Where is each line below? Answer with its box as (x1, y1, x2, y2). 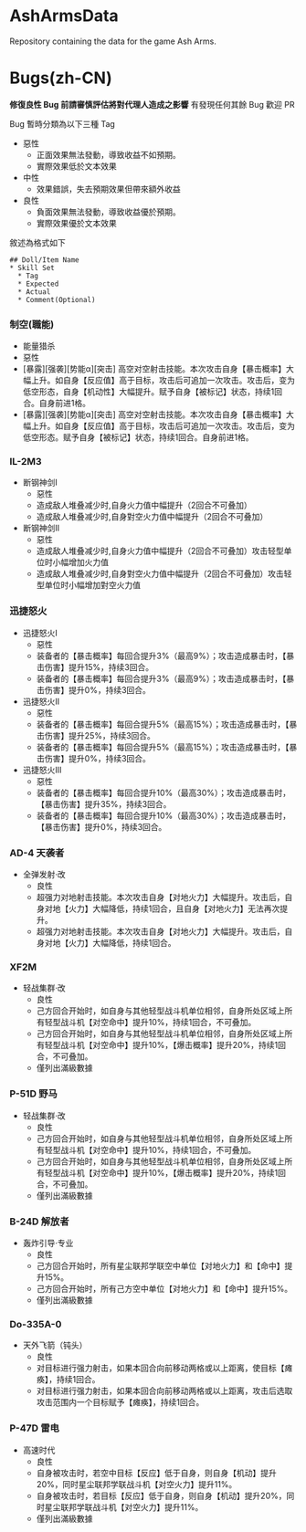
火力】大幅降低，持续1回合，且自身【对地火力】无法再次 (68, 903, 280, 914)
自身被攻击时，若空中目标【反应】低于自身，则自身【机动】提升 (36, 1467, 277, 1478)
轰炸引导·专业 (22, 1237, 74, 1248)
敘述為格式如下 (9, 236, 66, 247)
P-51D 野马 (9, 1087, 58, 1100)
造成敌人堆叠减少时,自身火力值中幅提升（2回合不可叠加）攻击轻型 (36, 545, 285, 557)
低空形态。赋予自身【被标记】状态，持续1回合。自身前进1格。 (22, 432, 254, 443)
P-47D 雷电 (9, 1422, 59, 1434)
